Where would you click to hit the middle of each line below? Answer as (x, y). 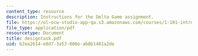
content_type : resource (35, 11)
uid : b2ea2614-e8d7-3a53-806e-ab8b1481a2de (60, 44)
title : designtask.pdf (34, 38)
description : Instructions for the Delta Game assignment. (80, 17)
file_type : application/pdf (41, 28)
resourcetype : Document (35, 33)
